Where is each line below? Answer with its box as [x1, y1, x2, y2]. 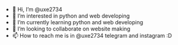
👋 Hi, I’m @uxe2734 [12, 6, 63, 13]
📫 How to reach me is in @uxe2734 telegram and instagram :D [12, 32, 172, 39]
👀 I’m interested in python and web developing [12, 12, 130, 19]
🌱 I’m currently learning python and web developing [12, 19, 143, 26]
